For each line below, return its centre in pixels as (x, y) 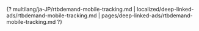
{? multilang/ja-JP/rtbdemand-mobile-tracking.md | (71, 9)
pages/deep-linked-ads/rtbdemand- (147, 15)
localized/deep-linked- (165, 9)
